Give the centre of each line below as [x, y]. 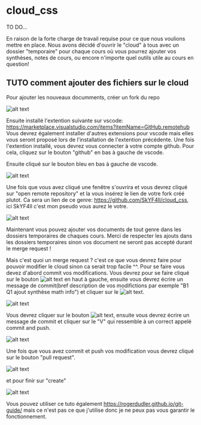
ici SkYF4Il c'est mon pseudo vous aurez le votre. [67, 206]
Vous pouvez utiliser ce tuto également [54, 403]
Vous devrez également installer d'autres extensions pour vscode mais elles [100, 133]
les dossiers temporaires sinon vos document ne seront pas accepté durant [99, 242]
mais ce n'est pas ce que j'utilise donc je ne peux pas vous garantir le [109, 410]
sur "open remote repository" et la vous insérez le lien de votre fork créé [95, 193]
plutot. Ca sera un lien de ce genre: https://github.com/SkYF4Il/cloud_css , [98, 200]
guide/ [14, 410]
